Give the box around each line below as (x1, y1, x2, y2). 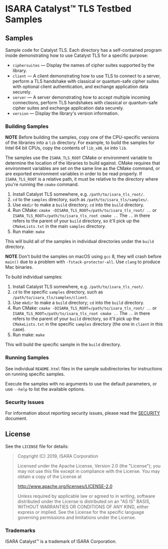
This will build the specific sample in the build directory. (5, 342, 121, 348)
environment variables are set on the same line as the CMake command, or (5, 166, 160, 172)
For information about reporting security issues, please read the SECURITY (5, 410, 160, 416)
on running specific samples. (5, 371, 65, 377)
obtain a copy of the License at (17, 474, 82, 480)
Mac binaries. (5, 264, 34, 270)
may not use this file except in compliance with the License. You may (17, 468, 160, 474)
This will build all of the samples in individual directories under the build (5, 239, 154, 245)
